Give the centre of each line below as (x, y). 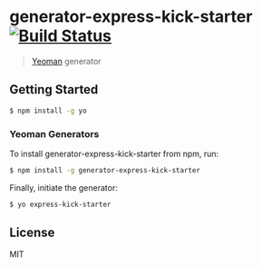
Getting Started (54, 89)
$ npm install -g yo (49, 111)
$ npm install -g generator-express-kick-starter (105, 170)
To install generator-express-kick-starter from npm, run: (114, 153)
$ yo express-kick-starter (60, 204)
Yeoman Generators (54, 133)
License (32, 233)
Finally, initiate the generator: (63, 187)
